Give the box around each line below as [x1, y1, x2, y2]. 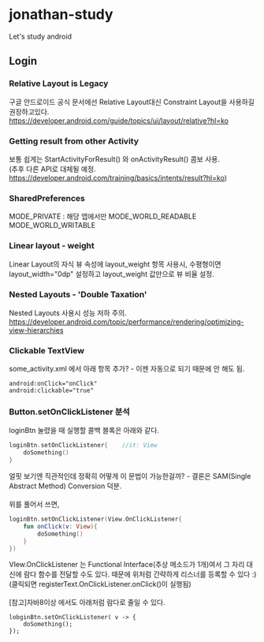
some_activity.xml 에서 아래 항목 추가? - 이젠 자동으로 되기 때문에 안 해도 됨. [9, 364, 245, 374]
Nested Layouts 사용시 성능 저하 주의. [9, 308, 127, 317]
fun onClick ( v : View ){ [23, 522, 98, 530]
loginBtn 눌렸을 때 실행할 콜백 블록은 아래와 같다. [9, 426, 160, 435]
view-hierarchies [9, 325, 64, 334]
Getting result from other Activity [9, 136, 139, 147]
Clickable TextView [9, 345, 85, 356]
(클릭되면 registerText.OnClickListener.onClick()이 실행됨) [9, 580, 191, 589]
